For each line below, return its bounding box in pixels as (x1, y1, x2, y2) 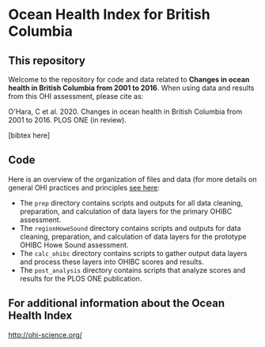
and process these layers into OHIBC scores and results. (19, 257, 204, 266)
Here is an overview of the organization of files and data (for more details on (8, 174, 257, 183)
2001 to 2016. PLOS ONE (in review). (8, 115, 127, 124)
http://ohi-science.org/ (8, 330, 83, 339)
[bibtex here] (8, 130, 51, 140)
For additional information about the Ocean (8, 296, 225, 310)
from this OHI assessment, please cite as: (8, 92, 144, 100)
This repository (8, 54, 85, 67)
